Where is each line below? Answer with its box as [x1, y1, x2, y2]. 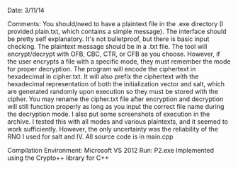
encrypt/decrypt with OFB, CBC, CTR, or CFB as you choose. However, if [7, 49, 221, 58]
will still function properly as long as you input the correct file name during [7, 103, 225, 110]
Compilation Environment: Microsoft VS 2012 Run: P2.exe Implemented [7, 146, 215, 154]
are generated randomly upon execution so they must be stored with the [7, 88, 218, 95]
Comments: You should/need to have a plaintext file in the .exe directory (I [7, 20, 224, 28]
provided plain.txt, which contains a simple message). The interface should [7, 28, 227, 35]
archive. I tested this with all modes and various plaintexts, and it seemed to [7, 117, 229, 126]
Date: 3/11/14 [7, 6, 45, 14]
